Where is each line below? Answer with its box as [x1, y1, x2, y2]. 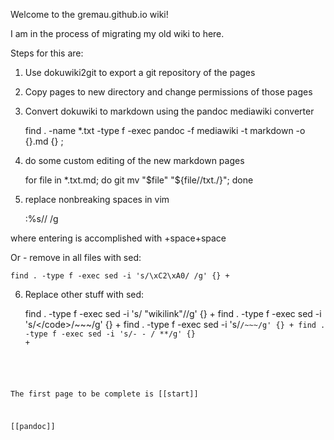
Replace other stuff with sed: [24, 289, 145, 300]
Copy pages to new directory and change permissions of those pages [24, 86, 313, 98]
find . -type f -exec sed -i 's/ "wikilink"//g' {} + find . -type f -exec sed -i [24, 308, 322, 319]
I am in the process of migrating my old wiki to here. [10, 28, 225, 39]
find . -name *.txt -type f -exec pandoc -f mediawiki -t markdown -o [24, 125, 306, 136]
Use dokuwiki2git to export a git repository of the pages [24, 67, 256, 78]
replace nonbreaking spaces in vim [24, 194, 170, 205]
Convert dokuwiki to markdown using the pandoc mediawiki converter [24, 105, 315, 117]
